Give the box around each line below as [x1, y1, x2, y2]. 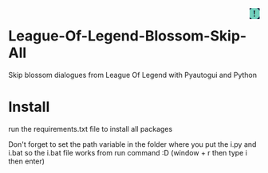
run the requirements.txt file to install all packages [8, 124, 173, 133]
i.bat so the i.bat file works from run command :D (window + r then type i [8, 148, 247, 157]
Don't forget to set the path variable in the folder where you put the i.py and [8, 139, 257, 149]
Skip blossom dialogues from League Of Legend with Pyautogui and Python [8, 70, 258, 79]
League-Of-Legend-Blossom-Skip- [8, 27, 247, 45]
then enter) [8, 156, 45, 166]
